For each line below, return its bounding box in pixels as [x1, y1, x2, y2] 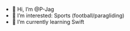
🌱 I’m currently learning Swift [11, 18, 85, 25]
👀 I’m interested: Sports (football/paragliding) [11, 12, 125, 19]
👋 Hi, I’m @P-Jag [11, 6, 54, 13]
